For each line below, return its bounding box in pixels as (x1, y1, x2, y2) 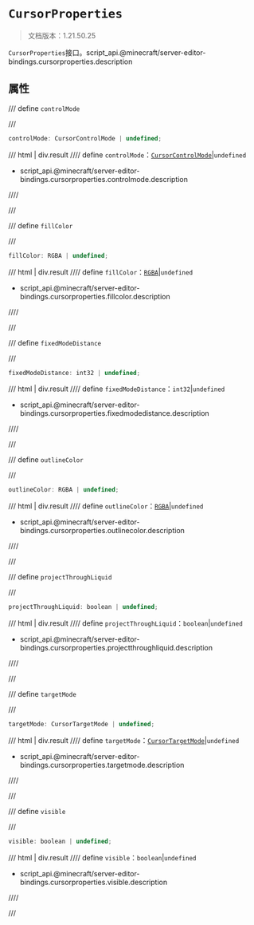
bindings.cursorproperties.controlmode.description (19, 174, 189, 184)
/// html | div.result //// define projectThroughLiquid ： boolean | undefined (8, 619, 243, 628)
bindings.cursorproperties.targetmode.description (19, 761, 185, 769)
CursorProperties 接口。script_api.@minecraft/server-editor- (8, 47, 206, 57)
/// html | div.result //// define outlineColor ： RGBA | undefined (8, 501, 204, 511)
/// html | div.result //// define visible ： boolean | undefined (8, 852, 197, 862)
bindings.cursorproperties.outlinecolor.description (19, 526, 186, 536)
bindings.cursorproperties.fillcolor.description (19, 291, 170, 301)
